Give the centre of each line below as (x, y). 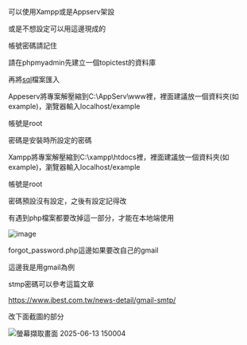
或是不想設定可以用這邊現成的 (57, 29)
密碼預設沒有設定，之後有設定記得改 (68, 201)
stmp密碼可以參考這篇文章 (51, 284)
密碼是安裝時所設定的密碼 (50, 140)
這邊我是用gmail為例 (42, 267)
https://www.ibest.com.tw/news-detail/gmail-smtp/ (92, 300)
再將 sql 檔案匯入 (34, 79)
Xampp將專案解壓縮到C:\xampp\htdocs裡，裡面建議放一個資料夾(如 (119, 157)
